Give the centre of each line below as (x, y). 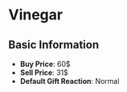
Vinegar (35, 15)
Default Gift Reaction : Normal (70, 81)
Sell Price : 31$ (44, 73)
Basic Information (54, 45)
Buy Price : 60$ (45, 64)
